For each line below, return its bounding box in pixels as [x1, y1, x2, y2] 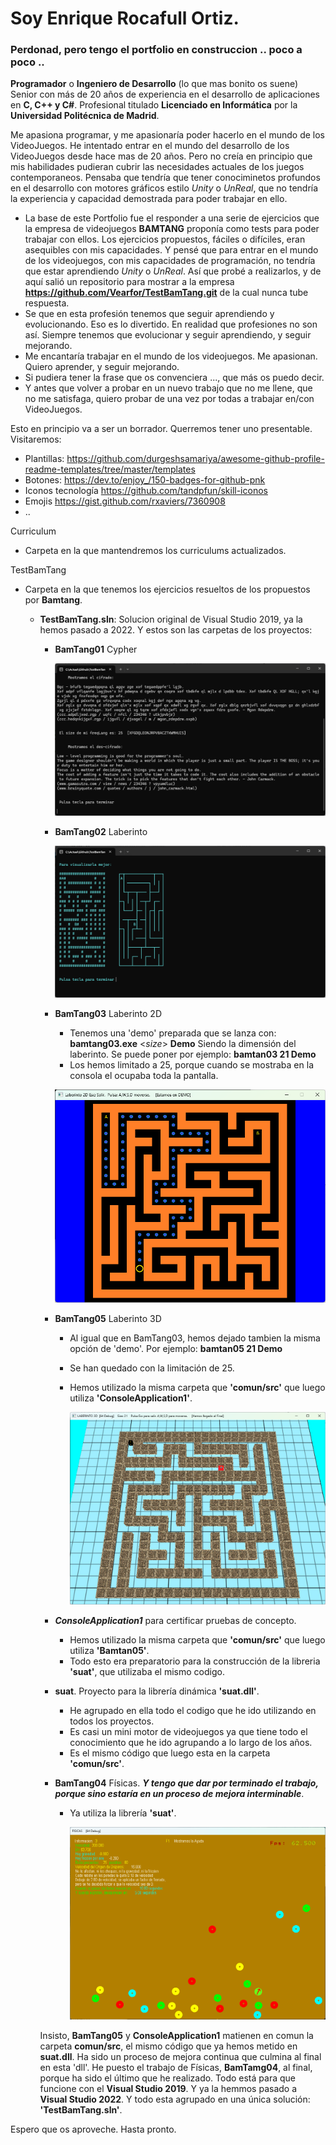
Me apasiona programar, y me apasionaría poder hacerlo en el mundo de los [10, 129, 325, 141]
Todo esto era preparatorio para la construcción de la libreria [69, 1655, 321, 1667]
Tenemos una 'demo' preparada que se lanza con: [69, 1027, 277, 1039]
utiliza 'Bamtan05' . [69, 1645, 150, 1657]
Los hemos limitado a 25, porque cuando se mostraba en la [69, 1059, 314, 1071]
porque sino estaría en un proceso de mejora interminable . [54, 1788, 305, 1800]
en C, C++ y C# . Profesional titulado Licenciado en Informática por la [10, 99, 298, 111]
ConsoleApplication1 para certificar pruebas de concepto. [54, 1615, 297, 1627]
